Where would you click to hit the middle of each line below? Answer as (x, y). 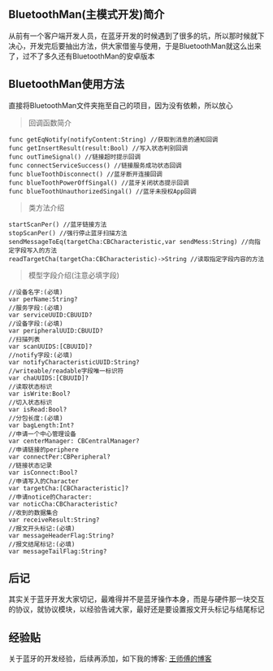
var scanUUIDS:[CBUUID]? (50, 346)
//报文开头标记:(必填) (42, 528)
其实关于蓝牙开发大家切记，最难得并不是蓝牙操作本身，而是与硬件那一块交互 (136, 599)
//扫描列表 (24, 339)
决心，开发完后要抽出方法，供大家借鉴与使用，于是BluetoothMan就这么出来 (135, 46)
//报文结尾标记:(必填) (42, 544)
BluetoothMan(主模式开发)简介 (87, 15)
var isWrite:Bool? (39, 394)
